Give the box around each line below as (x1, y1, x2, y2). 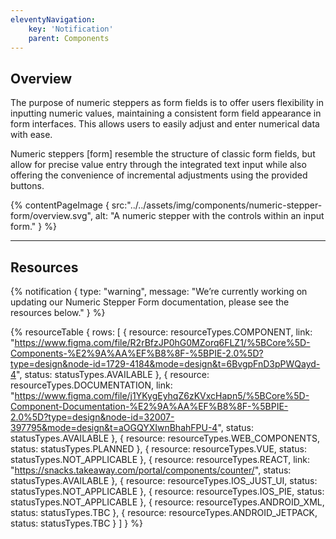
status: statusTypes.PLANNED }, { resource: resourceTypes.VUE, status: (10, 443, 307, 455)
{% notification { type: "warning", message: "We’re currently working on (10, 286, 308, 297)
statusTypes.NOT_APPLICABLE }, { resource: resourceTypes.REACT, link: (10, 454, 310, 465)
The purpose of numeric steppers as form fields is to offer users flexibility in (10, 97, 325, 109)
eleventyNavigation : (10, 14, 97, 25)
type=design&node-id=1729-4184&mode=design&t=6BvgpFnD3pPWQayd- (10, 358, 321, 370)
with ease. (10, 129, 53, 141)
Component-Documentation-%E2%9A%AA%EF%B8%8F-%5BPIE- (10, 401, 289, 412)
